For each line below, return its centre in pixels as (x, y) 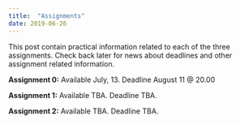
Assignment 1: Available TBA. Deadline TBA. (83, 95)
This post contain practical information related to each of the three (120, 46)
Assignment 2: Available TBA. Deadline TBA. (84, 111)
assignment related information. (62, 64)
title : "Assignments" (47, 16)
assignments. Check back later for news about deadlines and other (120, 55)
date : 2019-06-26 (38, 24)
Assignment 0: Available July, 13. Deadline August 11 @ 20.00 (112, 79)
